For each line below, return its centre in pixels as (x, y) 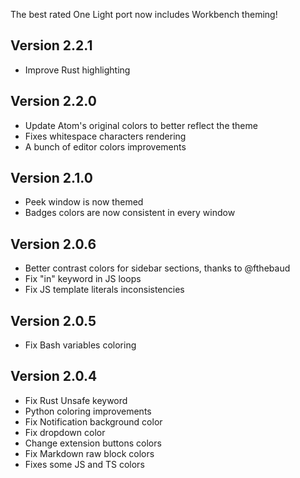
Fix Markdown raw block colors (89, 453)
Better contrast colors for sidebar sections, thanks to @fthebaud (157, 268)
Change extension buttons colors (93, 443)
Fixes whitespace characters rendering (105, 136)
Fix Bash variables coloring (80, 345)
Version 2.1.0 (51, 178)
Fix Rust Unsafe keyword (76, 400)
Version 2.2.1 (51, 45)
